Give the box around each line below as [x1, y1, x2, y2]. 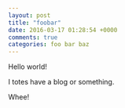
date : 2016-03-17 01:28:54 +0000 [8, 26, 118, 34]
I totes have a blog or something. [8, 77, 115, 87]
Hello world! [8, 62, 47, 71]
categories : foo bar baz [8, 41, 90, 49]
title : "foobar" [8, 19, 61, 27]
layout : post [8, 11, 51, 20]
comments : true [8, 33, 58, 41]
